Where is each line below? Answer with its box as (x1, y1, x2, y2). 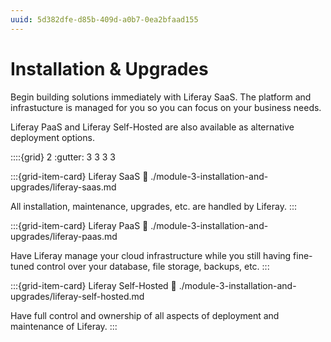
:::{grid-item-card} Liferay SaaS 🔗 (10, 170, 149, 182)
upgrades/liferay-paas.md (10, 230, 118, 242)
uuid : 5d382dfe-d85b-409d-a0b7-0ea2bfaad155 (10, 14, 199, 25)
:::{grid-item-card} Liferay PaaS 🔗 (10, 219, 149, 231)
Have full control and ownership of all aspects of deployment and (10, 309, 280, 321)
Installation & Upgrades (10, 57, 209, 80)
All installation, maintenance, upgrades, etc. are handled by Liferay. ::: (10, 200, 297, 212)
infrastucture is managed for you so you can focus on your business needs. (10, 101, 322, 113)
